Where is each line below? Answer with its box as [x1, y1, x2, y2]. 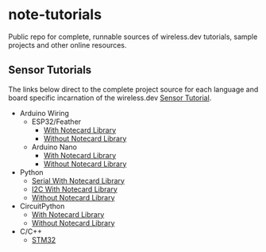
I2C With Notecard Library [31, 184, 118, 194]
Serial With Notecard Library [31, 176, 125, 185]
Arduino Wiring [19, 108, 70, 118]
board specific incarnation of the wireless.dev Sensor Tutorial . [8, 93, 212, 103]
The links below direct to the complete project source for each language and [8, 84, 259, 94]
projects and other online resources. [8, 40, 127, 49]
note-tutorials [8, 6, 102, 24]
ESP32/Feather [31, 117, 82, 126]
